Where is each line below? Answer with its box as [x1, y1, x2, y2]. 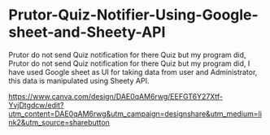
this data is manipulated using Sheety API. [8, 76, 150, 85]
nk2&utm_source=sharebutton [8, 117, 110, 127]
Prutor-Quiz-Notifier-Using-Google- [8, 6, 259, 24]
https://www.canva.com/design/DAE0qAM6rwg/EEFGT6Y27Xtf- [8, 91, 224, 101]
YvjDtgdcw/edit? [8, 100, 64, 110]
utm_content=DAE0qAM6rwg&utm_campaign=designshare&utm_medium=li [8, 108, 263, 119]
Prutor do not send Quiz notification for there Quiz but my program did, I [8, 59, 250, 68]
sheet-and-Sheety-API [8, 23, 166, 41]
